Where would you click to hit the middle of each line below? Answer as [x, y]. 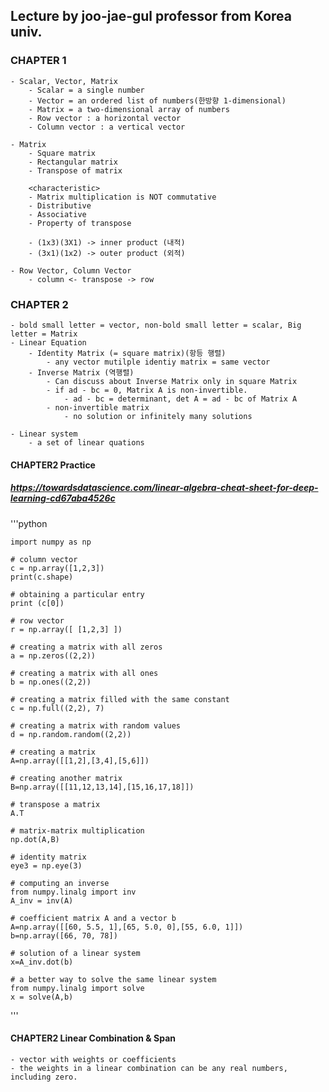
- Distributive [60, 205]
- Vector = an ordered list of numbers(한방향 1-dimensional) [157, 100]
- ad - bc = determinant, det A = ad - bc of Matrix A [180, 399]
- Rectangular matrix [73, 162]
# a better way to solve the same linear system [113, 979]
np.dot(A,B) [35, 839]
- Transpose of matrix [75, 170]
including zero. [44, 1077]
